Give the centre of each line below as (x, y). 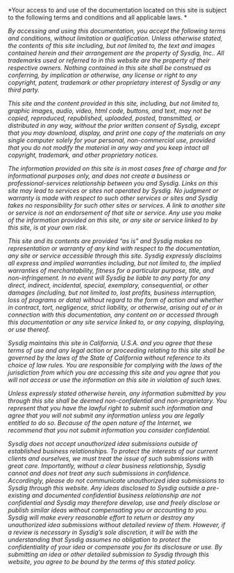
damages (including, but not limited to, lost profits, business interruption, (112, 292)
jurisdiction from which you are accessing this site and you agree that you (114, 372)
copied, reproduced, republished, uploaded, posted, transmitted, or (104, 118)
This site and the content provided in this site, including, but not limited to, (114, 103)
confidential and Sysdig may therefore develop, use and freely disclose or (114, 503)
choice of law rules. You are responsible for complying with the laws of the (115, 365)
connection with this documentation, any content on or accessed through (113, 315)
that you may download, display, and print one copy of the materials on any (117, 133)
